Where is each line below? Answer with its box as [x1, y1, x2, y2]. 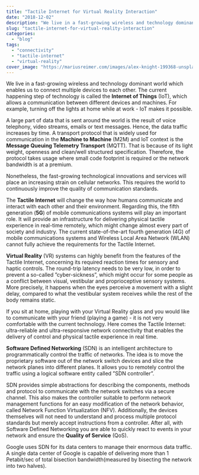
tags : [6, 42, 20, 48]
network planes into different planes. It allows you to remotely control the [6, 363, 185, 371]
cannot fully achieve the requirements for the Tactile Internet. [6, 241, 156, 248]
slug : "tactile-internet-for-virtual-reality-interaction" [6, 25, 155, 31]
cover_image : [6, 64, 38, 70]
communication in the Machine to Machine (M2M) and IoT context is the [6, 136, 184, 143]
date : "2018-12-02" [6, 14, 54, 20]
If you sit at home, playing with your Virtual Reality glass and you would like [6, 308, 190, 315]
